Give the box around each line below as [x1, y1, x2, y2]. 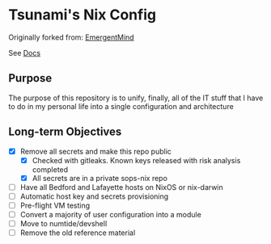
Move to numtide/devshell [19, 219, 108, 228]
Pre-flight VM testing [19, 200, 91, 210]
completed [32, 164, 69, 175]
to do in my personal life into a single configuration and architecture [8, 101, 235, 111]
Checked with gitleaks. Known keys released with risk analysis [32, 155, 241, 165]
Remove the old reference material [19, 228, 136, 238]
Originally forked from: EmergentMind [8, 32, 135, 42]
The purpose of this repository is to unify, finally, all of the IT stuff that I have [8, 93, 264, 103]
